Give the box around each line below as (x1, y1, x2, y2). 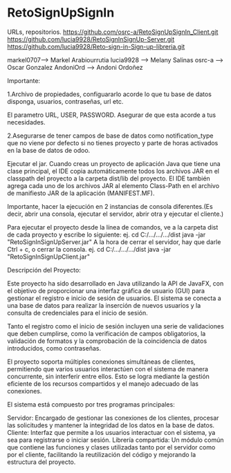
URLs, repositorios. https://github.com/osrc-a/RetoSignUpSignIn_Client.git (7, 28, 219, 36)
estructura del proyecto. (7, 458, 76, 466)
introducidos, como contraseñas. (7, 344, 102, 352)
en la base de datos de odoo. (7, 146, 91, 154)
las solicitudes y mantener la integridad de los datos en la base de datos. (7, 420, 215, 429)
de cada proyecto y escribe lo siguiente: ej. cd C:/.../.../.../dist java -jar (7, 230, 206, 239)
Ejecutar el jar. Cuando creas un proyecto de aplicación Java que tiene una (7, 159, 221, 167)
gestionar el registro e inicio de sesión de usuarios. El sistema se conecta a (7, 294, 221, 302)
